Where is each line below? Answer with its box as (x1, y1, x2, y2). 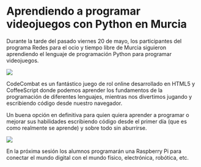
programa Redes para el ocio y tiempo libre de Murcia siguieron (6, 44, 167, 51)
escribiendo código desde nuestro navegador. (6, 99, 123, 107)
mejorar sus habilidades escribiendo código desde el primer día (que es (6, 118, 188, 125)
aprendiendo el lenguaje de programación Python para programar (6, 50, 172, 57)
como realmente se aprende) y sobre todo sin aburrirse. (6, 124, 147, 132)
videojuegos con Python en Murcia (6, 17, 188, 31)
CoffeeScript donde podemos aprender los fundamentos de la (6, 87, 163, 94)
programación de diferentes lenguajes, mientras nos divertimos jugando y (6, 93, 192, 100)
